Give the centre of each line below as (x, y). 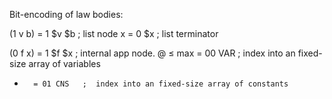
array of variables (64, 63)
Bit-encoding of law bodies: (66, 14)
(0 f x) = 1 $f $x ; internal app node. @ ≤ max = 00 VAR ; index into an (152, 53)
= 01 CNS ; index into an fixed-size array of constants (161, 84)
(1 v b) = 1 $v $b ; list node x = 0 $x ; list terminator (114, 33)
